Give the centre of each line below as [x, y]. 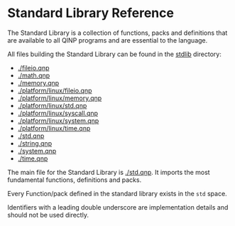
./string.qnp [34, 143]
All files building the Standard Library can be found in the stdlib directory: [114, 54]
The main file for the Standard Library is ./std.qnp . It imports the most [109, 172]
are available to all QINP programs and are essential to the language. [108, 40]
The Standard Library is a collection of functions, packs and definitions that [117, 33]
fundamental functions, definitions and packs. [75, 180]
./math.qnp [34, 75]
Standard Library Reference [91, 13]
